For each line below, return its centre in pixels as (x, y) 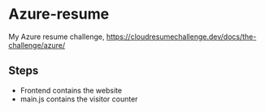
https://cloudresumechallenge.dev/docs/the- (181, 37)
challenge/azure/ (37, 45)
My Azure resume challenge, (56, 37)
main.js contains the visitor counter (79, 99)
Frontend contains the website (71, 90)
